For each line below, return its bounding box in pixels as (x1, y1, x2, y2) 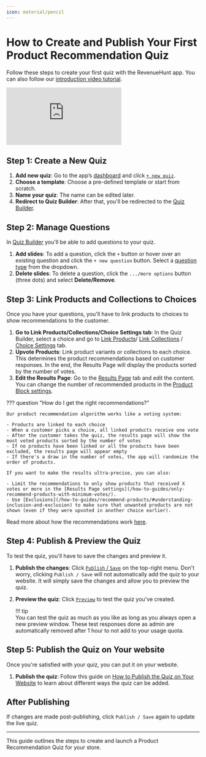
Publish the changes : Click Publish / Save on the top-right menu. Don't (15, 564, 195, 571)
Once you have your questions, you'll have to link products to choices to (6, 311, 189, 317)
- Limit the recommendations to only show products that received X (6, 481, 185, 487)
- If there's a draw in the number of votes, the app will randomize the (6, 454, 199, 460)
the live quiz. (6, 720, 39, 727)
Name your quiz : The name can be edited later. (15, 191, 135, 199)
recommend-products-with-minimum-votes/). (6, 491, 116, 497)
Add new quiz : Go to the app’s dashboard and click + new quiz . (15, 172, 176, 179)
